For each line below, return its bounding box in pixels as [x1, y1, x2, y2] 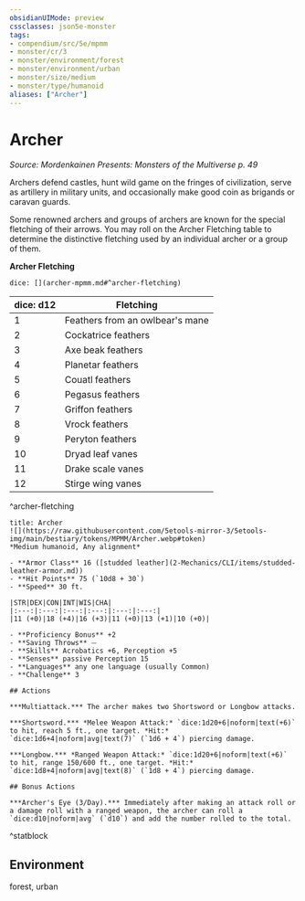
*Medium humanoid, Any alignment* [9, 543, 142, 552]
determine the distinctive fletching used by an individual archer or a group [9, 234, 288, 245]
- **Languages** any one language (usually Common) [9, 662, 210, 672]
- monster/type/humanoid [9, 81, 104, 90]
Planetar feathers [64, 358, 139, 371]
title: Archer [9, 518, 64, 528]
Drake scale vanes [64, 462, 144, 475]
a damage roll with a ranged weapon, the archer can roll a [9, 806, 244, 816]
